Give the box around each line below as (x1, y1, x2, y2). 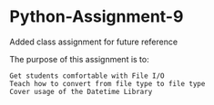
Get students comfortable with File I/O (9, 71, 166, 81)
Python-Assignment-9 (9, 6, 184, 27)
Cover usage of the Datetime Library (9, 87, 153, 96)
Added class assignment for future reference (9, 36, 178, 47)
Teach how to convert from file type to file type (9, 79, 206, 88)
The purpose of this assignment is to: (9, 53, 149, 64)
